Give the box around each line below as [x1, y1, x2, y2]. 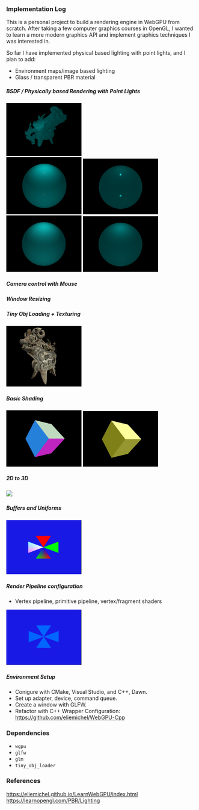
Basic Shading [6, 395, 44, 402]
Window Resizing [6, 295, 51, 302]
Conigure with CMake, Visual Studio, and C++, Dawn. [14, 688, 148, 695]
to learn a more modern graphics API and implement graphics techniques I [6, 31, 191, 39]
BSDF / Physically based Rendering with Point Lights [6, 87, 140, 94]
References [6, 777, 41, 785]
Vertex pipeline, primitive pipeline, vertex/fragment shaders [14, 598, 162, 605]
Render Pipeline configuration [6, 583, 83, 590]
